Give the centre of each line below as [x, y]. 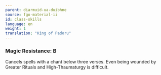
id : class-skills [24, 19]
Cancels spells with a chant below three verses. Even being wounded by [81, 62]
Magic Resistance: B [31, 51]
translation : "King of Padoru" [38, 33]
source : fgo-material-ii [31, 15]
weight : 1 [16, 29]
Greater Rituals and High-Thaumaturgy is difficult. [57, 67]
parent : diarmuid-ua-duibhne [36, 10]
